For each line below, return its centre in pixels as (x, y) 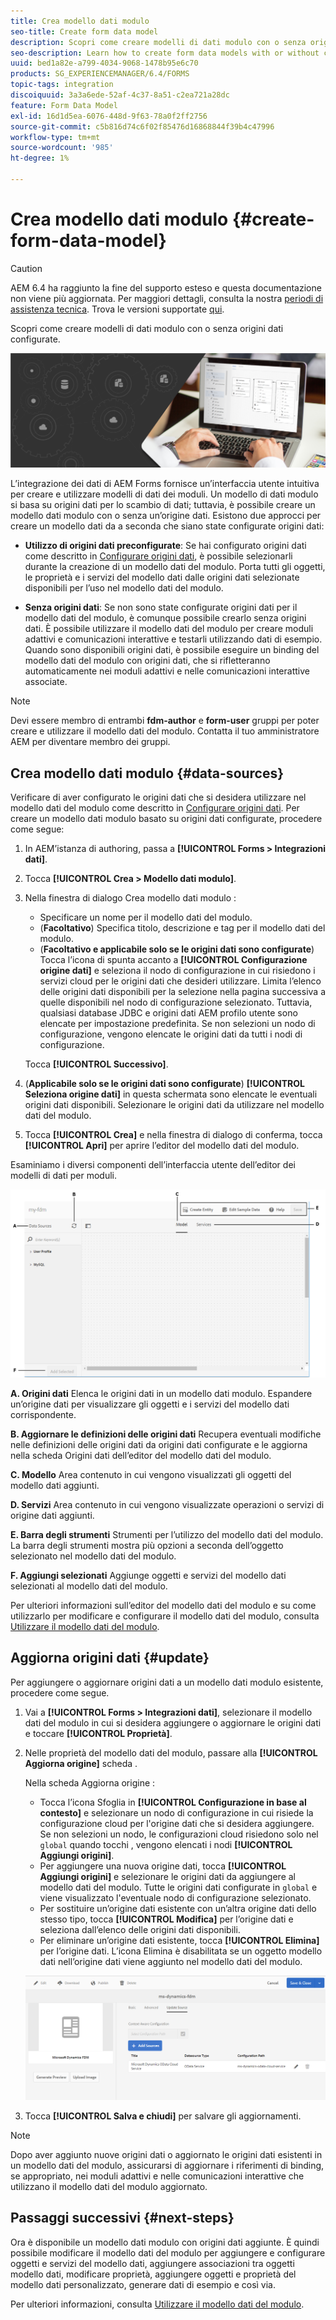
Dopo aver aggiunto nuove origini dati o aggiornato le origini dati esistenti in (166, 2155)
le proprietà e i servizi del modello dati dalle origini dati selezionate (162, 577)
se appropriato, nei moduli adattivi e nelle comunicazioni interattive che (157, 2176)
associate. (46, 682)
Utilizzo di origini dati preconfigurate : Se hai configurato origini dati (165, 546)
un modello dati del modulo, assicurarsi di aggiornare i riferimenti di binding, (167, 2166)
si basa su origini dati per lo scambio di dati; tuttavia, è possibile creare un (163, 505)
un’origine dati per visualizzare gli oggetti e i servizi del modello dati (150, 1404)
